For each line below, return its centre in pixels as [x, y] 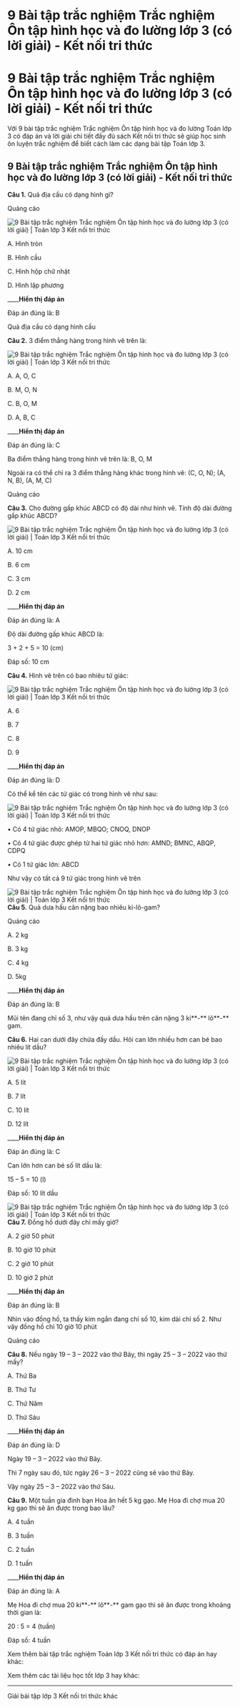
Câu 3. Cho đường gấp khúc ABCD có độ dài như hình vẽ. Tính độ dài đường [120, 508]
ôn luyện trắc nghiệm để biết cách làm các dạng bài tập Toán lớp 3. [106, 144]
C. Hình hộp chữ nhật [39, 271]
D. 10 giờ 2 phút [30, 1277]
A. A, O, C [22, 376]
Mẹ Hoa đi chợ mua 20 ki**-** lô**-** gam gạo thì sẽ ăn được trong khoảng [119, 1605]
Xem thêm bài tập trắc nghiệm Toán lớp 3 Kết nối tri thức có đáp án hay [112, 1653]
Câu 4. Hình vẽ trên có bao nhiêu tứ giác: [68, 675]
